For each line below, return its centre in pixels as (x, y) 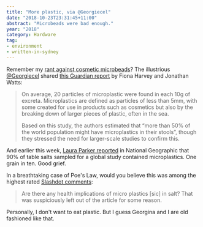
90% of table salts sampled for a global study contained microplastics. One (101, 157)
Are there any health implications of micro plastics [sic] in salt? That (107, 193)
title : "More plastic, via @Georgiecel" (59, 12)
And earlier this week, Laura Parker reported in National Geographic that (98, 150)
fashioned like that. (30, 218)
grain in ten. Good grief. (36, 163)
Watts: (14, 82)
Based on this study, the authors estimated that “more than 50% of (106, 125)
